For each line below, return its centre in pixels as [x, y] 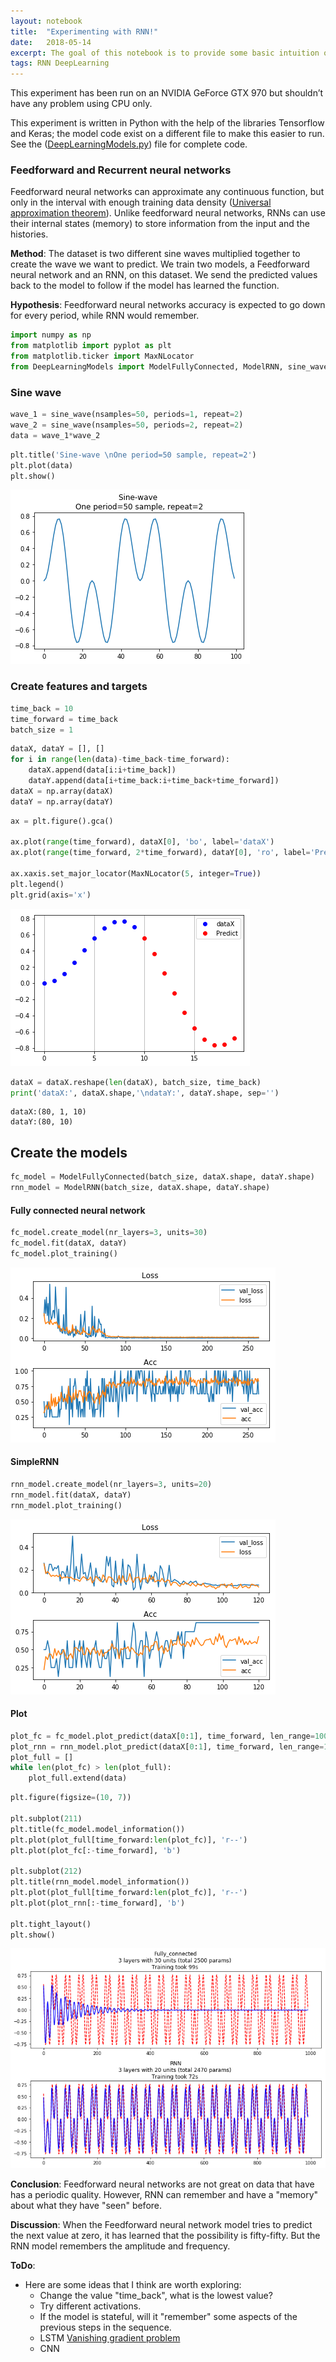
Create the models [69, 1152]
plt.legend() [37, 884]
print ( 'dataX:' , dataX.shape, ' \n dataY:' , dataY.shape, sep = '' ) [145, 1093]
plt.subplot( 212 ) [46, 1871]
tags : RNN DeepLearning [60, 63]
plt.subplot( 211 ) [46, 1818]
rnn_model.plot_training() [66, 1505]
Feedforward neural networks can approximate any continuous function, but [167, 192]
